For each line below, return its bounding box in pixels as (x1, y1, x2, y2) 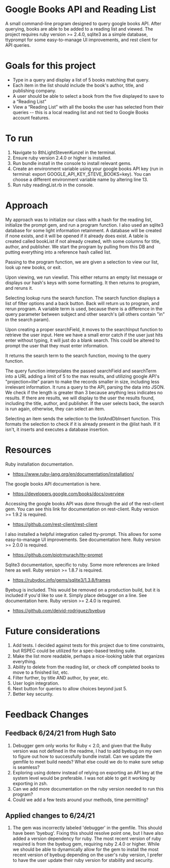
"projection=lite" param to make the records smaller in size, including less (5, 378, 160, 385)
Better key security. (12, 691, 54, 697)
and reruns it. (5, 285, 33, 291)
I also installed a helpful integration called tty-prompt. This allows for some (5, 531, 161, 537)
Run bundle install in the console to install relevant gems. (12, 160, 132, 166)
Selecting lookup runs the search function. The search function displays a (5, 294, 160, 301)
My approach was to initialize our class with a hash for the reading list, (5, 216, 152, 223)
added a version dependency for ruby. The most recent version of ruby (12, 835, 161, 842)
